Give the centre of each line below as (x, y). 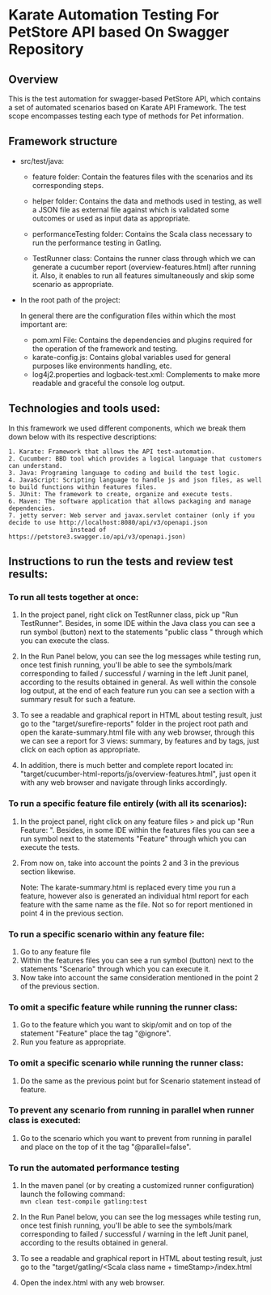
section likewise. (48, 871)
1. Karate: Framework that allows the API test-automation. (112, 452)
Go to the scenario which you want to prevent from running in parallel (136, 1138)
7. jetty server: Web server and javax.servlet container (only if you (131, 515)
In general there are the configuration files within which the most (128, 315)
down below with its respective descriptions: (83, 436)
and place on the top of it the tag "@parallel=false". (106, 1147)
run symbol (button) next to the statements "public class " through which (142, 632)
